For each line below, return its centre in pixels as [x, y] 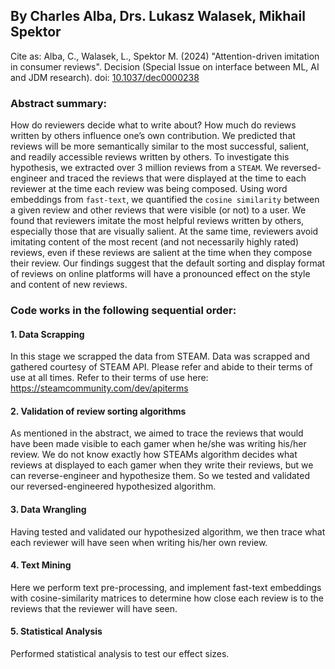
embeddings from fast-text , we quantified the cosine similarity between [165, 200]
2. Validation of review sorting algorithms [98, 411]
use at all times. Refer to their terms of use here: [109, 378]
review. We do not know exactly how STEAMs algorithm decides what [154, 455]
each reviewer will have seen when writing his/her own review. [139, 542]
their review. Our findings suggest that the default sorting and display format [168, 263]
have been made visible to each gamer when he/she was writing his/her [158, 444]
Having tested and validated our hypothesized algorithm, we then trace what [168, 531]
